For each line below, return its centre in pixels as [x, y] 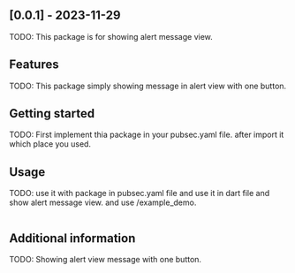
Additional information [72, 238]
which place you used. [50, 144]
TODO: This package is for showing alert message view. [111, 36]
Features [34, 65]
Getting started [52, 114]
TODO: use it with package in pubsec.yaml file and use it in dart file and [140, 193]
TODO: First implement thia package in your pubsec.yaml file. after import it [147, 135]
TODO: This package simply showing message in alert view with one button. [148, 86]
